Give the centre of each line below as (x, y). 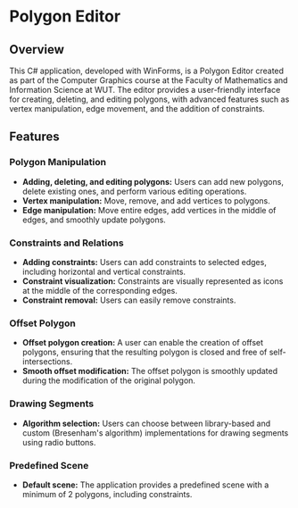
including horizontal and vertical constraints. (103, 271)
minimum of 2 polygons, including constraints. (107, 494)
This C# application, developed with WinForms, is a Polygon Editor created (146, 71)
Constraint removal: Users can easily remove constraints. (129, 300)
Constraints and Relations (66, 243)
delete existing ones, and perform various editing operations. (134, 191)
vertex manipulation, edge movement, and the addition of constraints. (137, 108)
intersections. (47, 362)
